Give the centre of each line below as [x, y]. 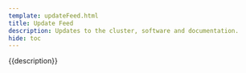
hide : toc [25, 38]
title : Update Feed [41, 23]
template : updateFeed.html [53, 16]
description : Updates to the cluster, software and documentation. [124, 30]
